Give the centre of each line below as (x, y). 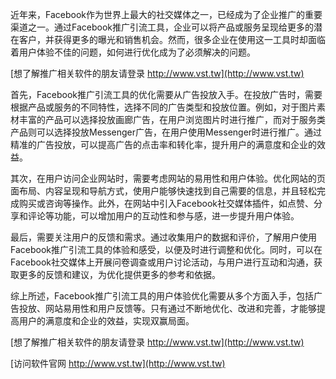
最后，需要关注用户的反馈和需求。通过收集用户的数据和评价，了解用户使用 (163, 237)
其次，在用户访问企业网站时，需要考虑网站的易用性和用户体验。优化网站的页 (168, 178)
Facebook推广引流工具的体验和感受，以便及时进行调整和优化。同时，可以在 (166, 249)
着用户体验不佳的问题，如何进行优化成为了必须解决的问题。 (133, 52)
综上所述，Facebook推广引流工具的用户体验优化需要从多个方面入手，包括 (162, 296)
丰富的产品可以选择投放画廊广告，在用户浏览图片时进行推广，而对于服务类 (172, 119)
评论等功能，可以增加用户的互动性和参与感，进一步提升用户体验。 (163, 216)
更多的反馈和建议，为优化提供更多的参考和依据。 (119, 274)
